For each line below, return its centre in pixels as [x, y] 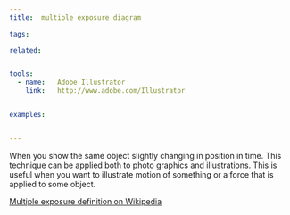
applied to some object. [53, 184]
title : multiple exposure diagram [75, 17]
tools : [21, 74]
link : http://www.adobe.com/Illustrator [105, 91]
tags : [19, 34]
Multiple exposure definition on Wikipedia [86, 201]
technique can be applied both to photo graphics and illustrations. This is [143, 165]
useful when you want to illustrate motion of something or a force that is [141, 174]
